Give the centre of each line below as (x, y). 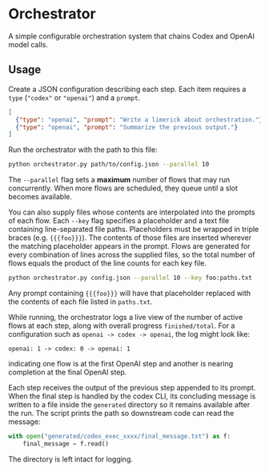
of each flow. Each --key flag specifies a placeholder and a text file (119, 221)
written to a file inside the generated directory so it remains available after (129, 404)
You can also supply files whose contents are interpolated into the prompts (132, 212)
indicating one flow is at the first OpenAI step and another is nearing (121, 364)
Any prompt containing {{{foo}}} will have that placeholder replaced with (130, 293)
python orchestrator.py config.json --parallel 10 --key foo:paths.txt (130, 278)
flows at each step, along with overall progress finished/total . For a (122, 326)
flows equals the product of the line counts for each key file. (107, 263)
